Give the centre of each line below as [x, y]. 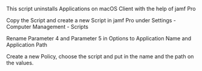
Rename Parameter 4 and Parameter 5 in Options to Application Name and [99, 38]
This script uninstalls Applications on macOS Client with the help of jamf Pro [101, 9]
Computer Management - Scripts [47, 27]
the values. [20, 63]
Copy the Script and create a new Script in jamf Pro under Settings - [91, 20]
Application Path [27, 45]
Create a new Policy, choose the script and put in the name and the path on [100, 56]
